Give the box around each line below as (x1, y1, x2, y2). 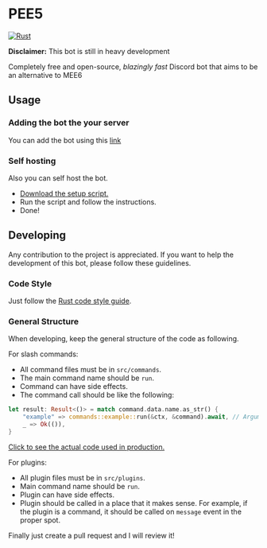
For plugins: (8, 457, 48, 467)
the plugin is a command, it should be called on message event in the (19, 507, 242, 516)
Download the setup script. (19, 188, 109, 198)
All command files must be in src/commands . (19, 365, 161, 375)
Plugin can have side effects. (19, 490, 115, 499)
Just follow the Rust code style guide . (8, 296, 132, 306)
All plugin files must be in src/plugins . (19, 472, 145, 482)
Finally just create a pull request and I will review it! (8, 531, 175, 540)
